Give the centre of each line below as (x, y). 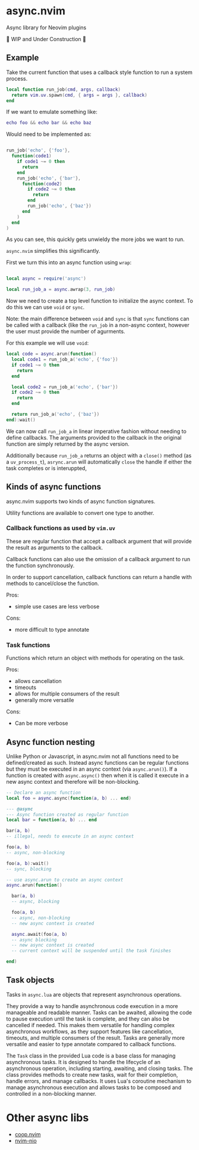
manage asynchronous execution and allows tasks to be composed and (94, 1087)
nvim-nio (26, 1140)
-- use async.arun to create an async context (65, 880)
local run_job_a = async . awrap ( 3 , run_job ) (61, 290)
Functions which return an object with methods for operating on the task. (96, 658)
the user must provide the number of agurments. (66, 332)
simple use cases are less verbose (57, 606)
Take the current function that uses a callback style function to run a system (99, 72)
